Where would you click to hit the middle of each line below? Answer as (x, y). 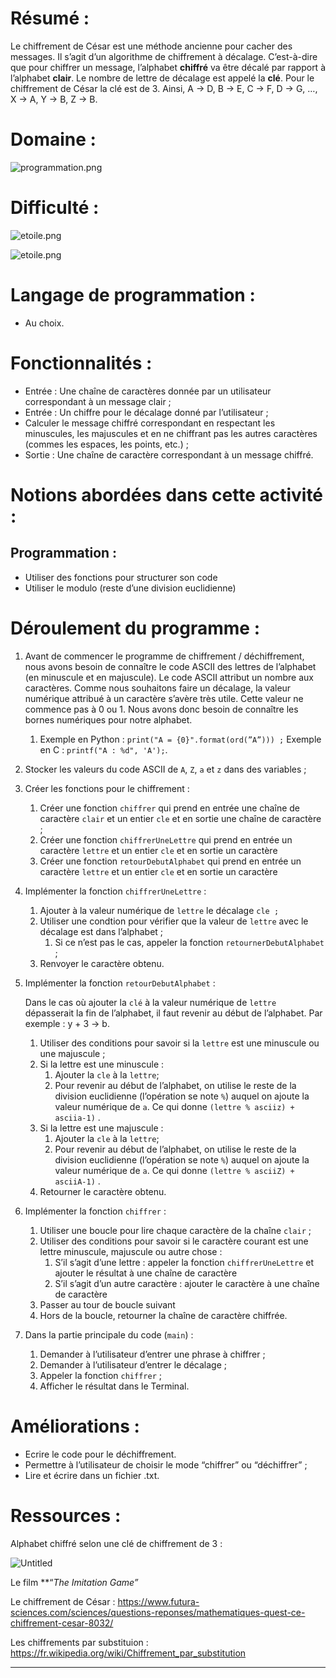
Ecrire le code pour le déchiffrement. (100, 1454)
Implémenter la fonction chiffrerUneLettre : (115, 891)
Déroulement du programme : (135, 628)
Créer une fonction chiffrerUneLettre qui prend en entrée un (166, 839)
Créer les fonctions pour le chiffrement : (107, 788)
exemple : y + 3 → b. (67, 1023)
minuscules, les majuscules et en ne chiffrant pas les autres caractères (171, 433)
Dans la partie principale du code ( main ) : (109, 1334)
